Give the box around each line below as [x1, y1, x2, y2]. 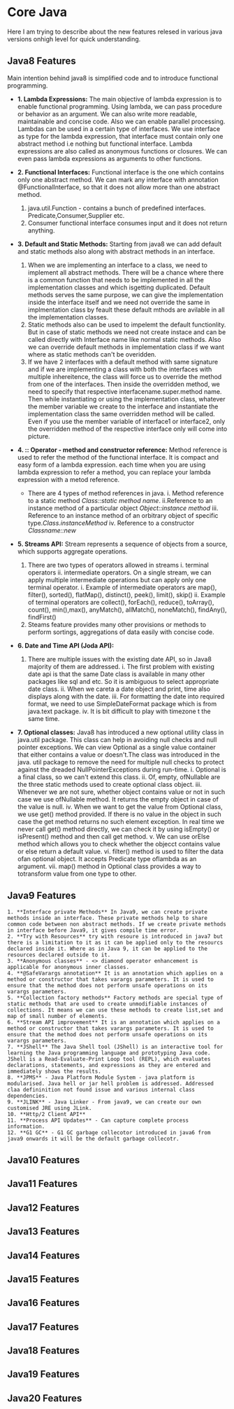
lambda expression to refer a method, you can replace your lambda [17, 467, 211, 476]
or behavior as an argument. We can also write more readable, [17, 109, 197, 118]
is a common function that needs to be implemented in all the [27, 275, 204, 284]
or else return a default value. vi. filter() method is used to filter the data [17, 847, 224, 855]
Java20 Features [7, 1392, 82, 1404]
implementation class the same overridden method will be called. [27, 409, 215, 418]
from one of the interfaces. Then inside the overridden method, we [27, 380, 220, 388]
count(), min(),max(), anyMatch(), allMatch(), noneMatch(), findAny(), [27, 605, 227, 614]
